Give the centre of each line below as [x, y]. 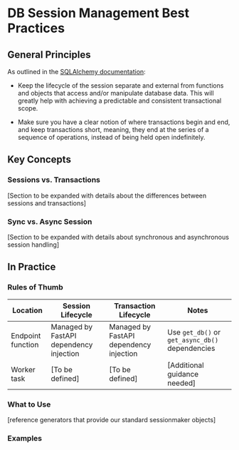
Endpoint [26, 335]
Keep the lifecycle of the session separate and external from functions [121, 86]
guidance [183, 374]
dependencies [191, 348]
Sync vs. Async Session [50, 221]
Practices [36, 28]
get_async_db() [193, 340]
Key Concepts [39, 159]
